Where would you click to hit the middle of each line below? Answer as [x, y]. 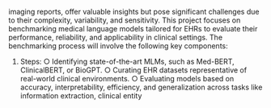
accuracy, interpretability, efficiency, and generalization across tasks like [141, 87]
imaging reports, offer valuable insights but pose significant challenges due [134, 12]
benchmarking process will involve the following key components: [118, 46]
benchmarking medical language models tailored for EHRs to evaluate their [133, 29]
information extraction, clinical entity [81, 96]
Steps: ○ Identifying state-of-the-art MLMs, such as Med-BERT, [127, 61]
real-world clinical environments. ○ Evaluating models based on [127, 79]
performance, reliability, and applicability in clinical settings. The [116, 37]
